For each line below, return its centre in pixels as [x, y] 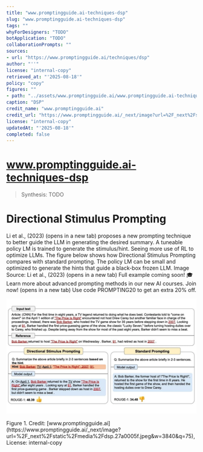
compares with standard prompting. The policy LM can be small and [91, 262]
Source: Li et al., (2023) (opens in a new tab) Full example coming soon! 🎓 [100, 275]
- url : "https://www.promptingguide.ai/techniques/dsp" [78, 58]
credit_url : [21, 115]
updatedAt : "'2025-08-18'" [40, 128]
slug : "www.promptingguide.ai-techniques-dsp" [66, 19]
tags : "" [17, 25]
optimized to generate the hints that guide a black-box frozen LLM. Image [98, 268]
